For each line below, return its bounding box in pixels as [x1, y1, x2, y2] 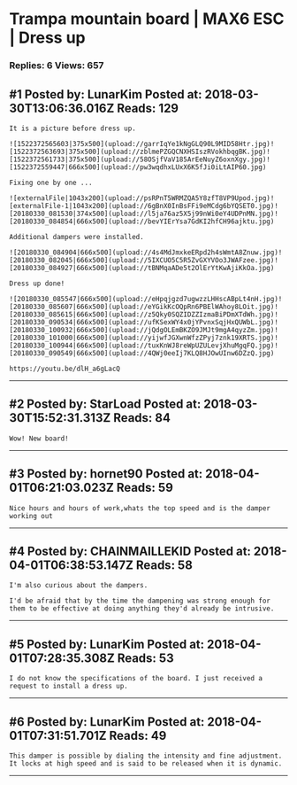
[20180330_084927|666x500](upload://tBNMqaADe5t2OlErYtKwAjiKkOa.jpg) [9, 263, 275, 272]
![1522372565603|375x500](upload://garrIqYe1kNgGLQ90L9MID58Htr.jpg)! [9, 139, 275, 148]
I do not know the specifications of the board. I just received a [9, 674, 263, 683]
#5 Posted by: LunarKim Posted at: [9, 636, 205, 651]
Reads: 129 [116, 100, 179, 115]
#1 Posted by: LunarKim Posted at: [9, 87, 202, 102]
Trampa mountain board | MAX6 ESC [9, 9, 285, 29]
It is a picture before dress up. [9, 124, 137, 133]
